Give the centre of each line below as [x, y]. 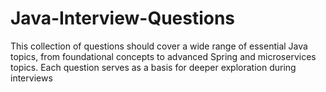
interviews [31, 78]
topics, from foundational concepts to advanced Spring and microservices [163, 56]
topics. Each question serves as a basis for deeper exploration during [153, 67]
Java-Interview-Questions [123, 18]
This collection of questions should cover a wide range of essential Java [159, 46]
